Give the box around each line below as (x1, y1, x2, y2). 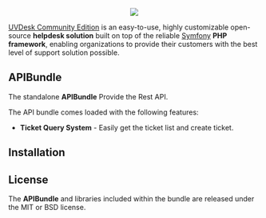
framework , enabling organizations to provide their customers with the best (8, 40, 258, 49)
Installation (8, 146, 66, 159)
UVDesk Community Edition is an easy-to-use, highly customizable (8, 22, 229, 32)
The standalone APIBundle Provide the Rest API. (8, 91, 169, 101)
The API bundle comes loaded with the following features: (8, 107, 199, 117)
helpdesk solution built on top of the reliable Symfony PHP (33, 31, 228, 40)
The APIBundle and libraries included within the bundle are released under (8, 194, 255, 204)
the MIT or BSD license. (8, 203, 86, 212)
